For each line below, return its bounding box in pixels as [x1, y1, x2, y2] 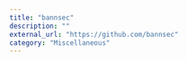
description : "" [9, 22, 70, 30]
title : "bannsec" [9, 13, 75, 22]
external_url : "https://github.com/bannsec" [9, 30, 179, 39]
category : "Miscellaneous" [9, 38, 111, 48]
